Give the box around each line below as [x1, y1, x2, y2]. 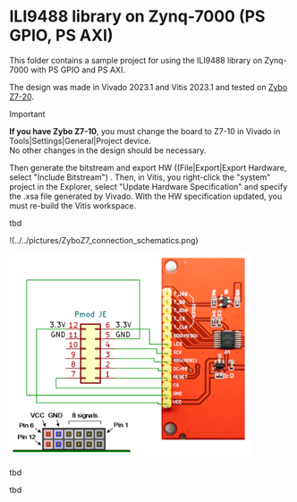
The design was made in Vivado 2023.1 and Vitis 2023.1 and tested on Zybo [9, 81, 288, 92]
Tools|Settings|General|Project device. [9, 135, 152, 146]
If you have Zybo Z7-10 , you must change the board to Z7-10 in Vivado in [9, 125, 281, 136]
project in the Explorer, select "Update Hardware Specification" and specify [9, 181, 288, 191]
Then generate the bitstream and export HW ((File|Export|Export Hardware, [9, 162, 287, 173]
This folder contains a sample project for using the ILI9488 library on [9, 55, 263, 65]
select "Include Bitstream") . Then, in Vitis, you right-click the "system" [9, 172, 271, 183]
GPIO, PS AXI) [9, 25, 114, 46]
